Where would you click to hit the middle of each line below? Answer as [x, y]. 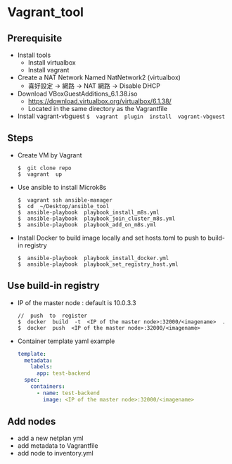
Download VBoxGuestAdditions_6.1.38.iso [78, 94]
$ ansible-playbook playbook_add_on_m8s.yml [87, 225]
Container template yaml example [66, 341]
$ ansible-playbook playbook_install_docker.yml [93, 258]
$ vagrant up [40, 174]
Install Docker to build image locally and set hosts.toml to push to [112, 238]
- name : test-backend [68, 393]
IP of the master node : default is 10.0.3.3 [77, 302]
